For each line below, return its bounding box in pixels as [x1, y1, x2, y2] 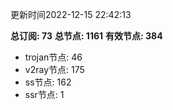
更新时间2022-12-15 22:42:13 [10, 9, 132, 20]
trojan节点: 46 [24, 51, 83, 63]
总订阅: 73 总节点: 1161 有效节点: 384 [10, 30, 163, 42]
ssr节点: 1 [24, 89, 65, 100]
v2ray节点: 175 [24, 64, 85, 75]
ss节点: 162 [24, 76, 72, 88]
